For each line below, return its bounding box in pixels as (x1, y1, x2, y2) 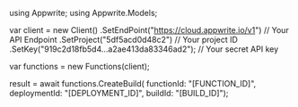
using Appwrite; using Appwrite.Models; (9, 8, 158, 18)
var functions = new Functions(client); (9, 62, 150, 71)
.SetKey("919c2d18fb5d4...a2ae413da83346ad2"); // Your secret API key (9, 44, 279, 54)
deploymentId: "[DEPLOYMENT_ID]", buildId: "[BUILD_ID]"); (9, 88, 229, 98)
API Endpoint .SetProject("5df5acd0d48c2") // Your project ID (9, 35, 238, 45)
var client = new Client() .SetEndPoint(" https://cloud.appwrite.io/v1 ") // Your (9, 25, 289, 35)
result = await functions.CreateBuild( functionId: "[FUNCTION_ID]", (9, 78, 257, 88)
